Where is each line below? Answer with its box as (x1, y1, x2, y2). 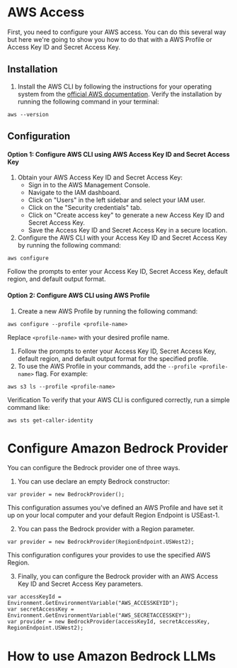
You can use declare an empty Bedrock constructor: (17, 477, 170, 486)
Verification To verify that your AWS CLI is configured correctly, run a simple (7, 395, 230, 404)
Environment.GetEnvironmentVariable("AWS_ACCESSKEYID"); (7, 600, 179, 607)
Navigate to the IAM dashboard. (28, 189, 122, 197)
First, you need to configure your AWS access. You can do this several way (7, 28, 226, 36)
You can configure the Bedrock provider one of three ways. (7, 464, 180, 472)
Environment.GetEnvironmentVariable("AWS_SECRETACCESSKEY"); (7, 612, 192, 619)
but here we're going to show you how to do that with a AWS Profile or (7, 35, 212, 43)
